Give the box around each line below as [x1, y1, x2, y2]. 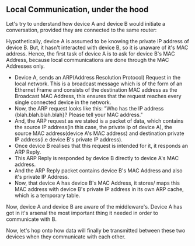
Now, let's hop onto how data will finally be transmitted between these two [6, 227, 186, 234]
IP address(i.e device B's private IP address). [14, 136, 123, 143]
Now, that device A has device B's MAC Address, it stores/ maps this [14, 179, 180, 186]
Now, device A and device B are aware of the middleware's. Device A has [6, 203, 183, 210]
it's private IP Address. [14, 173, 69, 180]
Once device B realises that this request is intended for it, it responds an [14, 142, 189, 149]
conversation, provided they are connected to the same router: [6, 26, 157, 33]
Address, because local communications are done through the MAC [6, 56, 169, 63]
